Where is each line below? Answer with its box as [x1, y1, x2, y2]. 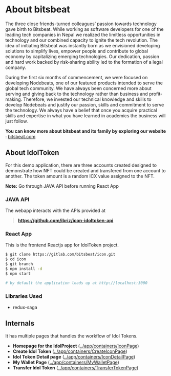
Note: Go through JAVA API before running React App [5, 183, 119, 189]
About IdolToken [5, 148, 59, 157]
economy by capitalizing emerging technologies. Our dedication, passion [5, 53, 160, 60]
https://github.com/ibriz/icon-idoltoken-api [17, 218, 114, 224]
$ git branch [5, 261, 33, 267]
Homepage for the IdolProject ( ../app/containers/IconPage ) [12, 343, 139, 349]
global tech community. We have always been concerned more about [5, 85, 152, 91]
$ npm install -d [5, 266, 42, 271]
